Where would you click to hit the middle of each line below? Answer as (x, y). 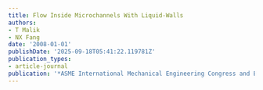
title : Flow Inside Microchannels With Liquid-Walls (96, 15)
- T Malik (24, 30)
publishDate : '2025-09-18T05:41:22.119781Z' (82, 52)
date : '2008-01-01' (40, 45)
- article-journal (38, 67)
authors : (22, 23)
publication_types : (40, 59)
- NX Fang (24, 37)
